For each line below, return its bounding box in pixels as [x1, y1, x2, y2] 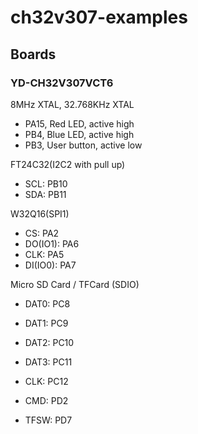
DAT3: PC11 [24, 356, 73, 368]
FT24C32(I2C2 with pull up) [10, 158, 126, 170]
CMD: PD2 [24, 394, 69, 406]
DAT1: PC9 [24, 317, 69, 329]
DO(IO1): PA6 [24, 237, 80, 250]
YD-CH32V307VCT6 [10, 76, 114, 90]
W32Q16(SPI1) [10, 207, 70, 220]
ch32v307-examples [10, 6, 188, 29]
